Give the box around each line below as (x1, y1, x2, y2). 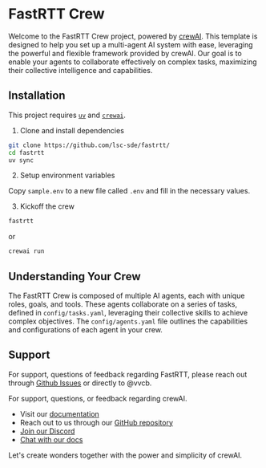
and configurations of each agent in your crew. (8, 324, 163, 334)
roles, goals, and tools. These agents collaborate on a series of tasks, (8, 299, 238, 309)
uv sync (8, 156, 34, 165)
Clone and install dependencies (19, 125, 124, 135)
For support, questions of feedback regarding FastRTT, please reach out (8, 369, 248, 379)
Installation (8, 89, 66, 103)
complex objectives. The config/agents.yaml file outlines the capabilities (8, 316, 248, 326)
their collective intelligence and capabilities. (8, 65, 153, 75)
